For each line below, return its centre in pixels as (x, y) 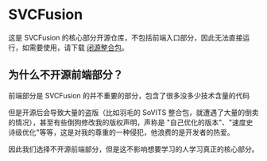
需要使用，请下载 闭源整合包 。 (79, 47)
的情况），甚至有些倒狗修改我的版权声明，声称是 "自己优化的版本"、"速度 (127, 122)
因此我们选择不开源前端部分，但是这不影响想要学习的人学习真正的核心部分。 (133, 149)
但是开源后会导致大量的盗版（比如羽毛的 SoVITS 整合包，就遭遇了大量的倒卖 (133, 112)
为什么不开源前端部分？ (66, 75)
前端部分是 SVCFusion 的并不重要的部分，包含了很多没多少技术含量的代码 (129, 95)
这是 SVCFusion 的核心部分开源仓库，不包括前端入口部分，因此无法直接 (126, 37)
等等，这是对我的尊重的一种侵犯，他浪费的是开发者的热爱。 (137, 132)
